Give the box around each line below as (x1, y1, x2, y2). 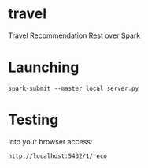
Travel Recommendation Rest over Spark (8, 31, 141, 40)
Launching (8, 58, 80, 77)
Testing (8, 111, 59, 129)
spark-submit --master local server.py (8, 84, 139, 92)
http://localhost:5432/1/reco (8, 151, 108, 160)
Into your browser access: (8, 136, 93, 146)
